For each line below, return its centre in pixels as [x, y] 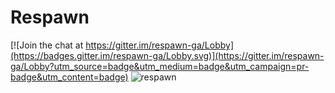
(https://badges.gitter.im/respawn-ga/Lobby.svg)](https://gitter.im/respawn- [167, 55]
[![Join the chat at [47, 45]
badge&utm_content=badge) [69, 77]
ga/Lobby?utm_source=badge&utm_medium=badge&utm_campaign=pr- [160, 66]
